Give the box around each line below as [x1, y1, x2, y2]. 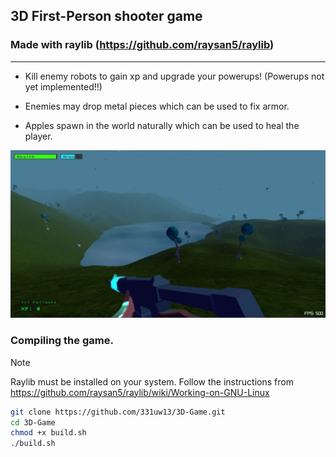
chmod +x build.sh [10, 428, 87, 438]
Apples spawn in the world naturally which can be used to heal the [24, 119, 300, 131]
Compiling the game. [10, 334, 114, 348]
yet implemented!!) [24, 80, 103, 93]
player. [24, 130, 53, 142]
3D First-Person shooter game [10, 8, 203, 25]
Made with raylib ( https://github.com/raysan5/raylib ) [10, 38, 275, 52]
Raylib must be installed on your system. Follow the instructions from [10, 375, 294, 388]
